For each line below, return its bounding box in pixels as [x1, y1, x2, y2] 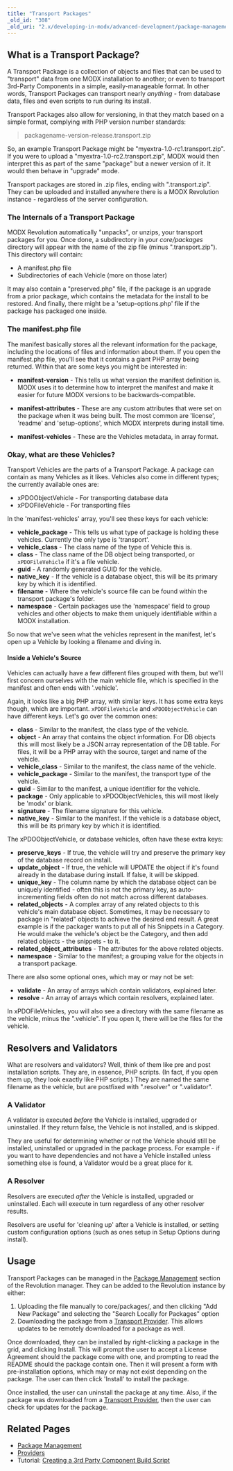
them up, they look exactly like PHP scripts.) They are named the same [7, 1075, 209, 1084]
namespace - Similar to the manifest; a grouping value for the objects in [17, 952, 224, 960]
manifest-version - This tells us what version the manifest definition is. [17, 376, 221, 384]
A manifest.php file [17, 264, 71, 272]
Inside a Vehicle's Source [7, 653, 82, 661]
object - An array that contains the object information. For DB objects [17, 733, 216, 741]
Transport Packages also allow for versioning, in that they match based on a [7, 111, 224, 119]
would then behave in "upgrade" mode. [7, 167, 120, 175]
